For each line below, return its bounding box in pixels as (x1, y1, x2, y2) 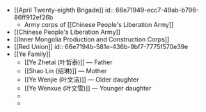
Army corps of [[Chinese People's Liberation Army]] (24, 21, 174, 28)
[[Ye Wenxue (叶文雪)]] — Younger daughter (24, 84, 152, 92)
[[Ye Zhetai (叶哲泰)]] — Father (24, 58, 113, 66)
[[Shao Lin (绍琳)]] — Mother (24, 67, 107, 75)
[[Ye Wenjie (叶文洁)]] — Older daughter (24, 75, 139, 84)
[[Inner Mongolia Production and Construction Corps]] (13, 35, 170, 44)
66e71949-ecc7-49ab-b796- (116, 6, 200, 14)
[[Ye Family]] (13, 50, 51, 58)
